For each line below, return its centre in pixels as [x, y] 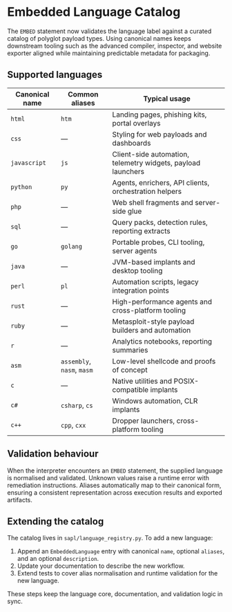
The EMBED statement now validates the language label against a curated [109, 31]
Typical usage [167, 99]
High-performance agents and [162, 302]
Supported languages [55, 75]
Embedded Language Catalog [94, 12]
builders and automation [152, 330]
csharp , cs [77, 405]
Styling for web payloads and [159, 134]
